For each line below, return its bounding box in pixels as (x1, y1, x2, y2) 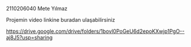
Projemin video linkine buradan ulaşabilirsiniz (6, 16, 116, 23)
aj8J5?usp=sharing (6, 34, 53, 41)
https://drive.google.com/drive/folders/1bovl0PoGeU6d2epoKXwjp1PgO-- (6, 28, 185, 35)
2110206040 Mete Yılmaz (6, 5, 68, 12)
